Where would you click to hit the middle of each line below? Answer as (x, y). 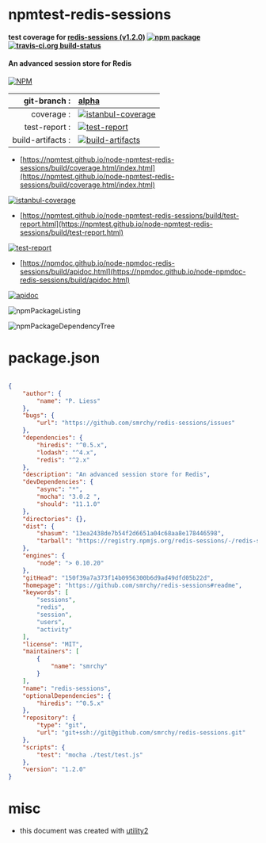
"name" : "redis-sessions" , (67, 688)
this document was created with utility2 (84, 831)
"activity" (55, 629)
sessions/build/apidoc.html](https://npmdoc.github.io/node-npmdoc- (133, 271)
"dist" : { (39, 526)
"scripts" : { (44, 747)
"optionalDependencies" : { (67, 695)
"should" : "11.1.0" (69, 504)
